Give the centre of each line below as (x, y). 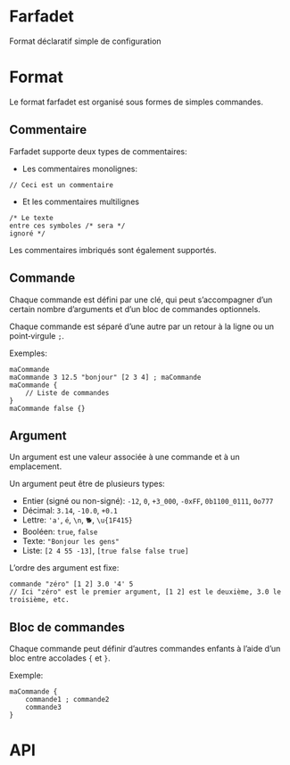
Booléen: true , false (60, 531)
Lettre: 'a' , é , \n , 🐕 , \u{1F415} (77, 520)
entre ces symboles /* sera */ (67, 226)
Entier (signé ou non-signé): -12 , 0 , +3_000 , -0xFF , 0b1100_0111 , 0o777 (148, 501)
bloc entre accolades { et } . (60, 658)
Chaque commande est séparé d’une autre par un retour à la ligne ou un (142, 326)
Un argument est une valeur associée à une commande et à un (124, 457)
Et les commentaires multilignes (81, 202)
